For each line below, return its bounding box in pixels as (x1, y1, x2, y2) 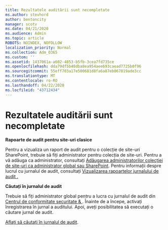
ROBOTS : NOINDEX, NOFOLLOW (5, 41, 62, 46)
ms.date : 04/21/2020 (5, 26, 49, 31)
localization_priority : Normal (5, 45, 71, 50)
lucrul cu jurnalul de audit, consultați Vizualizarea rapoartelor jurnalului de (5, 168, 159, 174)
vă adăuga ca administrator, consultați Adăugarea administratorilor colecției (5, 158, 163, 164)
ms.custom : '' (5, 54, 35, 60)
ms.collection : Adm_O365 (5, 50, 58, 55)
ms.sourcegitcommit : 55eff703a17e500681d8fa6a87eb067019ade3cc (5, 69, 142, 74)
